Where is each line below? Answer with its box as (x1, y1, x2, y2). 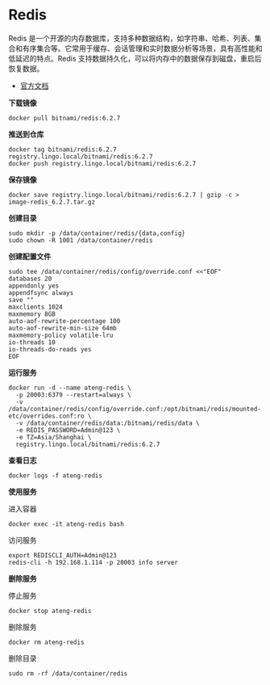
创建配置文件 (8, 251, 51, 261)
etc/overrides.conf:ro (8, 412, 85, 420)
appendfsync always (8, 288, 74, 296)
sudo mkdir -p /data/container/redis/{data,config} (8, 229, 185, 237)
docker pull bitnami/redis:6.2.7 (8, 114, 121, 122)
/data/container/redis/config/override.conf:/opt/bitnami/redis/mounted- (8, 405, 262, 413)
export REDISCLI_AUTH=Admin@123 (8, 551, 117, 559)
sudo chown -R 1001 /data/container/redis (8, 236, 153, 244)
